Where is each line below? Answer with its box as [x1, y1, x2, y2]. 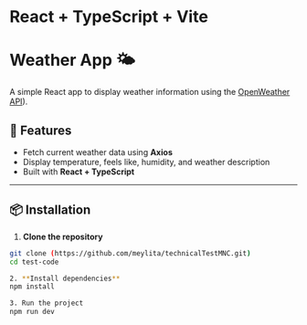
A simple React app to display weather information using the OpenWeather [9, 87, 291, 98]
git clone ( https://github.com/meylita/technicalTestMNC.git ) [9, 248, 251, 257]
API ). [9, 96, 28, 107]
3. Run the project [9, 299, 84, 308]
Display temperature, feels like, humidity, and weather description [22, 156, 270, 167]
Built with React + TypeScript [22, 166, 135, 177]
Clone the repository [22, 231, 103, 242]
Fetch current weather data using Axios [22, 146, 174, 157]
